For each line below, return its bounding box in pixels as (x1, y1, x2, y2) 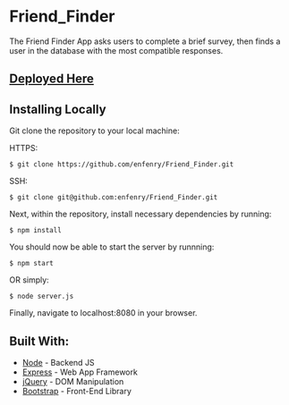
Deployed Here (9, 72, 94, 87)
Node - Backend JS (21, 357, 96, 367)
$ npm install (9, 226, 63, 235)
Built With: (9, 333, 70, 349)
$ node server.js (9, 292, 74, 301)
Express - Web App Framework (21, 367, 139, 377)
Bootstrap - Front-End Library (21, 385, 132, 396)
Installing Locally (9, 101, 106, 117)
